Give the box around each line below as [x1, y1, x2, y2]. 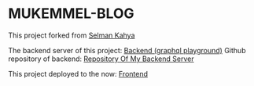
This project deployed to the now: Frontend [8, 69, 148, 78]
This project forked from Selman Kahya [8, 30, 135, 40]
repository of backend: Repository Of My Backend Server [8, 54, 194, 63]
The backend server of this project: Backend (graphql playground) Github [8, 45, 246, 55]
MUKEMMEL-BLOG [8, 5, 135, 23]
